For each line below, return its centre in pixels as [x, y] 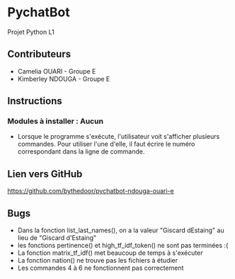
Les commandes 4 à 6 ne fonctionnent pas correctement [101, 268]
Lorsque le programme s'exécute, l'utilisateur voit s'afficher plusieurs [119, 137]
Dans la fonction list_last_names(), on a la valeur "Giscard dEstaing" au [121, 230]
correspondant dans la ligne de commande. [81, 152]
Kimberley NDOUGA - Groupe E [64, 79]
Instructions [35, 101]
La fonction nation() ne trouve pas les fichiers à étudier [98, 261]
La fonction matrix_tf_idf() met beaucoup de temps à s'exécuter [110, 253]
